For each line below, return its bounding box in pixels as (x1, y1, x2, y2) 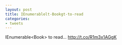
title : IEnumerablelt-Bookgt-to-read (5, 12, 84, 17)
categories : (5, 16, 30, 21)
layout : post (5, 7, 32, 12)
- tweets (5, 21, 23, 26)
